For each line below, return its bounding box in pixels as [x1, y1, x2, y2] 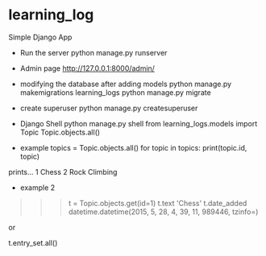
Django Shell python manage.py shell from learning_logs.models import [19, 118, 258, 128]
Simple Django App [8, 32, 73, 42]
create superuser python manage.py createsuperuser [19, 103, 198, 113]
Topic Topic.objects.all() [19, 127, 101, 137]
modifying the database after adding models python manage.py [19, 79, 232, 89]
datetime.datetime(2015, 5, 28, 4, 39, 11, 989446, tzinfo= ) [68, 207, 259, 217]
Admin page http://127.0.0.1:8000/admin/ [19, 63, 156, 73]
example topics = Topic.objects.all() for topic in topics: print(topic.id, [19, 142, 247, 152]
